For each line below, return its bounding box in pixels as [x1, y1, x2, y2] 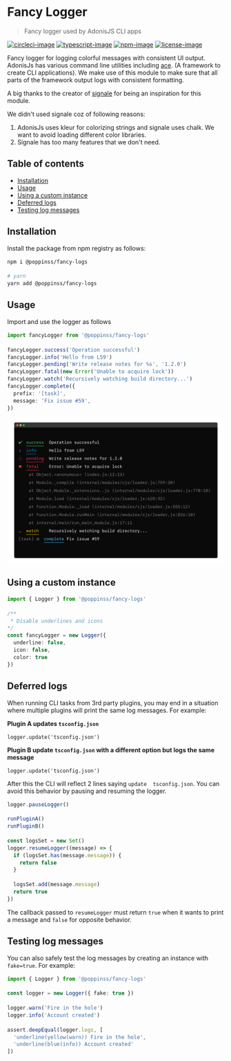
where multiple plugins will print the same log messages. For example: [7, 706, 207, 714]
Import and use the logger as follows [7, 317, 112, 325]
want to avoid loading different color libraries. [17, 131, 147, 139]
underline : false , [13, 640, 67, 647]
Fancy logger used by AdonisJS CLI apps [23, 27, 141, 35]
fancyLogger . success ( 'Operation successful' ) [7, 346, 140, 353]
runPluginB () [7, 823, 45, 830]
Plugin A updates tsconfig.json [7, 719, 99, 727]
